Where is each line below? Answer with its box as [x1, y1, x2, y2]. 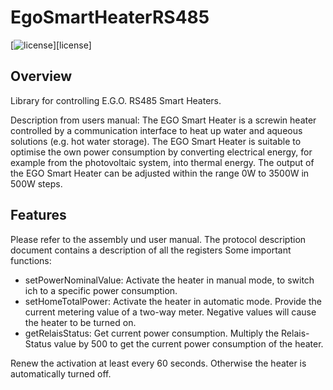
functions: [10, 254, 52, 266]
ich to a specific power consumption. [24, 284, 178, 296]
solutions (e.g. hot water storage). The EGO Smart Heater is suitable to [10, 135, 302, 147]
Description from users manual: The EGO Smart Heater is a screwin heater [10, 114, 317, 126]
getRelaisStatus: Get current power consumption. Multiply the [24, 327, 280, 339]
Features [10, 207, 67, 224]
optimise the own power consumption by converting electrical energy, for [10, 146, 313, 158]
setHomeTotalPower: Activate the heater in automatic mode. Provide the [24, 295, 322, 307]
